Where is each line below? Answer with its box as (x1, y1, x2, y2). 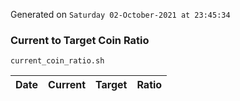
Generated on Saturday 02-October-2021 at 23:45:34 (10, 9, 231, 20)
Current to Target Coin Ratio (10, 33, 150, 47)
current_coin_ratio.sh (10, 56, 105, 66)
